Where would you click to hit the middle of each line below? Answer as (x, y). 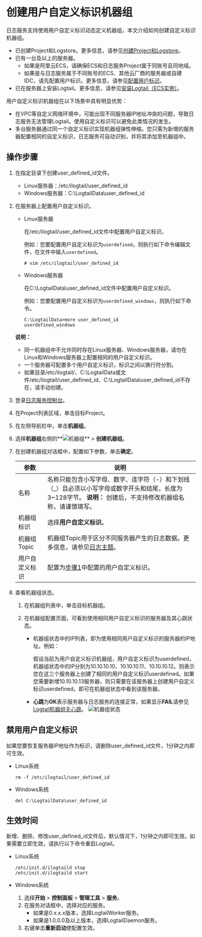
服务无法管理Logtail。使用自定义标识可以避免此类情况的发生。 (97, 121)
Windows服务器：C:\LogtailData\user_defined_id (84, 193)
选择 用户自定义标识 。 (78, 522)
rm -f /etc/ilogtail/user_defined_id (62, 777)
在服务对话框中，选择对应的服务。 (66, 905)
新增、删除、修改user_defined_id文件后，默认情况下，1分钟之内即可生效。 (98, 836)
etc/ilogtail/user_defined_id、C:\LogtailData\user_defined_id (106, 379)
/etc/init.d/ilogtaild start (51, 873)
